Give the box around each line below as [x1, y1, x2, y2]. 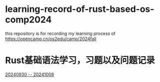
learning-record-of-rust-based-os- [5, 3, 155, 15]
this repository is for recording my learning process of [5, 30, 116, 36]
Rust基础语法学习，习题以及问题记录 [5, 55, 155, 66]
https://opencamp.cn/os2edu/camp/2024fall [5, 36, 97, 42]
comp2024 [5, 14, 52, 25]
